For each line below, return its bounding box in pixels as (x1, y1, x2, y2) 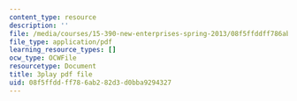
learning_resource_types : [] (9, 46, 117, 54)
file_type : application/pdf (9, 37, 113, 47)
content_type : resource (9, 12, 97, 22)
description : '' (9, 21, 69, 30)
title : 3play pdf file (9, 70, 93, 79)
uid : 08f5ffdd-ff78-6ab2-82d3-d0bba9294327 (9, 78, 172, 87)
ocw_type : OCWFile (9, 54, 77, 62)
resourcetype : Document (9, 62, 97, 71)
